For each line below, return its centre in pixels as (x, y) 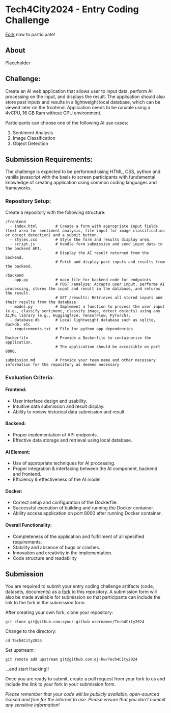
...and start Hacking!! (27, 669)
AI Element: (18, 452)
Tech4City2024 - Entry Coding (72, 9)
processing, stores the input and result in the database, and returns (83, 289)
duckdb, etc (18, 324)
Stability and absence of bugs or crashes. (56, 547)
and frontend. (27, 474)
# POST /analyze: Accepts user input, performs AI (110, 284)
